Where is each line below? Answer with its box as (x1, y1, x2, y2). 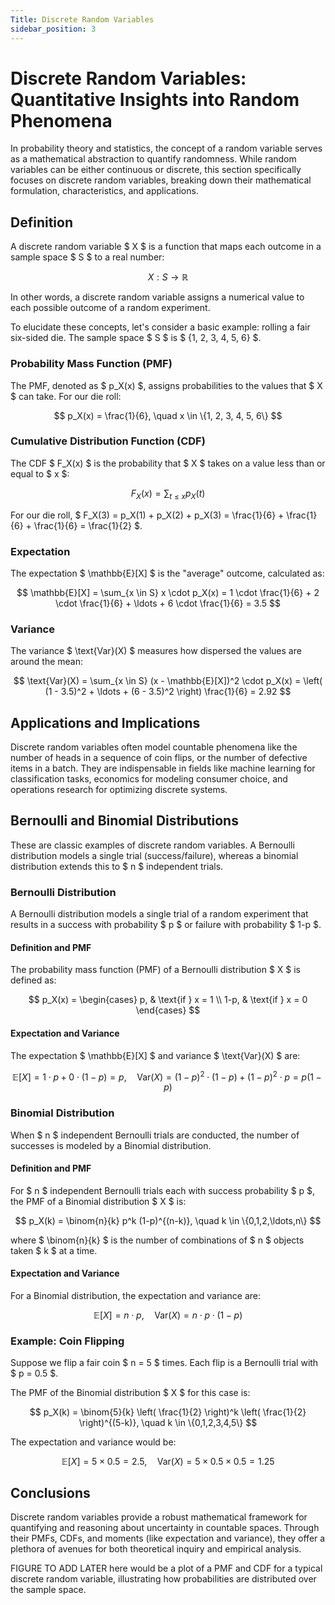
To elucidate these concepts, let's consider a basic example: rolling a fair (10, 321, 311, 333)
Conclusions (10, 1484, 91, 1501)
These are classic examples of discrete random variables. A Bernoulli (10, 839, 295, 851)
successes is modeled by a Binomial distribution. (10, 1139, 212, 1151)
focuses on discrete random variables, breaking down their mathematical (10, 174, 312, 186)
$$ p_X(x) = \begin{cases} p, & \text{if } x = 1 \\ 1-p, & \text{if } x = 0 (28, 994, 308, 1006)
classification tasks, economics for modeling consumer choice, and (10, 773, 288, 785)
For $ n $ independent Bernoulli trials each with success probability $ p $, (10, 1184, 316, 1196)
